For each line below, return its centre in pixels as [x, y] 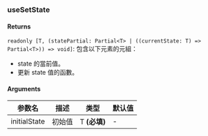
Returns [19, 27]
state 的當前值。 [41, 63]
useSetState [29, 10]
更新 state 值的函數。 [48, 73]
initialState [28, 121]
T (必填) [93, 122]
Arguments [24, 89]
